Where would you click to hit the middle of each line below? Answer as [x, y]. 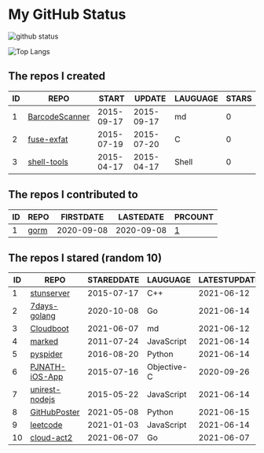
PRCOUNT [194, 216]
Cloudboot [49, 329]
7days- [44, 306]
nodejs [43, 400]
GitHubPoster [55, 412]
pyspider [46, 354]
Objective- [167, 367]
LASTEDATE [141, 216]
